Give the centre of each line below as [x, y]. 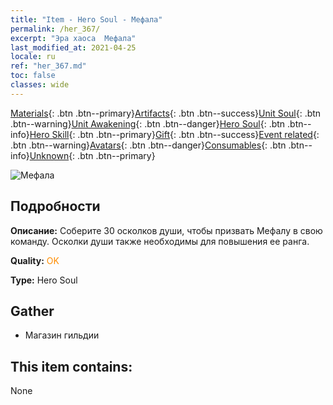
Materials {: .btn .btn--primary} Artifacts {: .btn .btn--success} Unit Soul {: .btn [166, 113]
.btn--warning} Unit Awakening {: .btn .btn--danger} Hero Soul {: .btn [148, 123]
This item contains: [71, 366]
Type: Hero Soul [44, 280]
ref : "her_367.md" [48, 66]
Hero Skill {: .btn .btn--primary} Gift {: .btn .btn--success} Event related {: [174, 134]
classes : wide [40, 85]
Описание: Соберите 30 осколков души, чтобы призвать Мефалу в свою [166, 230]
